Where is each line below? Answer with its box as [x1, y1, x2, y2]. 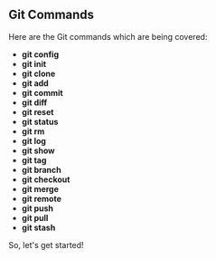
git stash [21, 222, 56, 233]
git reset [21, 106, 54, 117]
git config [21, 49, 60, 60]
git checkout [21, 174, 70, 185]
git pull [21, 212, 49, 223]
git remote [21, 193, 62, 204]
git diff [21, 97, 48, 108]
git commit [21, 87, 64, 98]
